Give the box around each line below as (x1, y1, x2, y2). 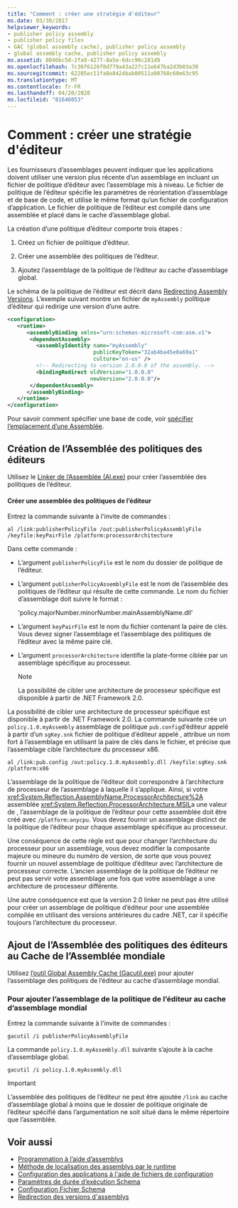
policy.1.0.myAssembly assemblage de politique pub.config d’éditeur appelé (7, 722, 229, 731)
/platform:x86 (7, 765, 50, 773)
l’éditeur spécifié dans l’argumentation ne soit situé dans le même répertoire (7, 1108, 229, 1116)
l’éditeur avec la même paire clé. (17, 637, 113, 646)
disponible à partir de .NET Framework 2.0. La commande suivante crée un (7, 715, 227, 724)
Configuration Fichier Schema (17, 1185, 106, 1194)
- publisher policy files (7, 37, 84, 44)
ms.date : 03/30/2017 (7, 17, 69, 24)
